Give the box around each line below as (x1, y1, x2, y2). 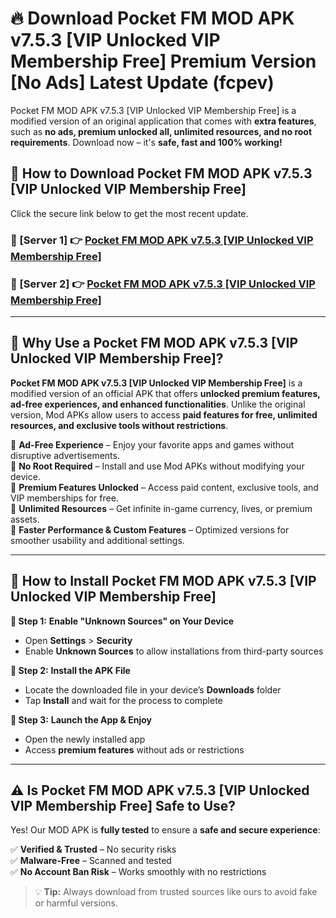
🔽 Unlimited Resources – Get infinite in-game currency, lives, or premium (10, 502, 313, 514)
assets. (10, 513, 40, 525)
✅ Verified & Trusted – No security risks (10, 843, 177, 856)
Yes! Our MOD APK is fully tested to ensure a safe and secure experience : (10, 824, 321, 836)
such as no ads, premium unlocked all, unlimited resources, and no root (10, 125, 313, 137)
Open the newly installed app (24, 733, 146, 745)
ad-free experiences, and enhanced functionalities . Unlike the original (10, 398, 306, 410)
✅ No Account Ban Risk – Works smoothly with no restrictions (10, 866, 267, 878)
